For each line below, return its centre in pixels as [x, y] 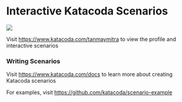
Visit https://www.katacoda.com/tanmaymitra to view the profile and [91, 39]
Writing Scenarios [33, 61]
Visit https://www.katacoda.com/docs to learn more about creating [89, 74]
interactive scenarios [32, 45]
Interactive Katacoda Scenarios [87, 11]
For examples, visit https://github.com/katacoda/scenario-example [89, 92]
